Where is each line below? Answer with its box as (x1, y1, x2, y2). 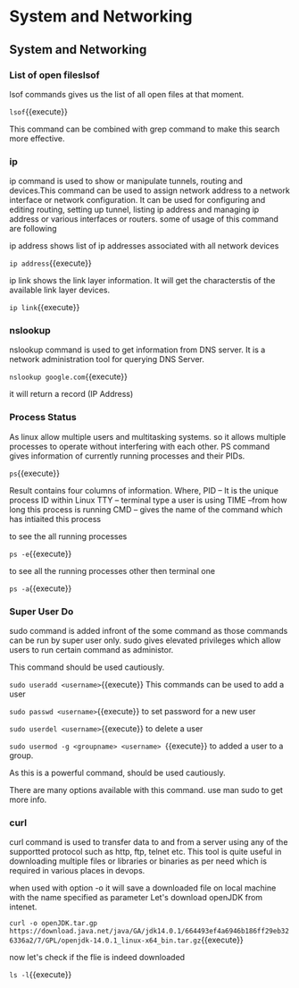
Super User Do (9, 605, 74, 618)
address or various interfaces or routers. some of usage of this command (9, 214, 279, 224)
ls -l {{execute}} (9, 969, 72, 980)
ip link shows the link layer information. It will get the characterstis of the (9, 275, 276, 286)
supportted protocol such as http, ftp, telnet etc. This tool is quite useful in (9, 847, 282, 857)
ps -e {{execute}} (9, 548, 72, 559)
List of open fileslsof (9, 69, 100, 81)
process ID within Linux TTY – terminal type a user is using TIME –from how (9, 494, 287, 505)
